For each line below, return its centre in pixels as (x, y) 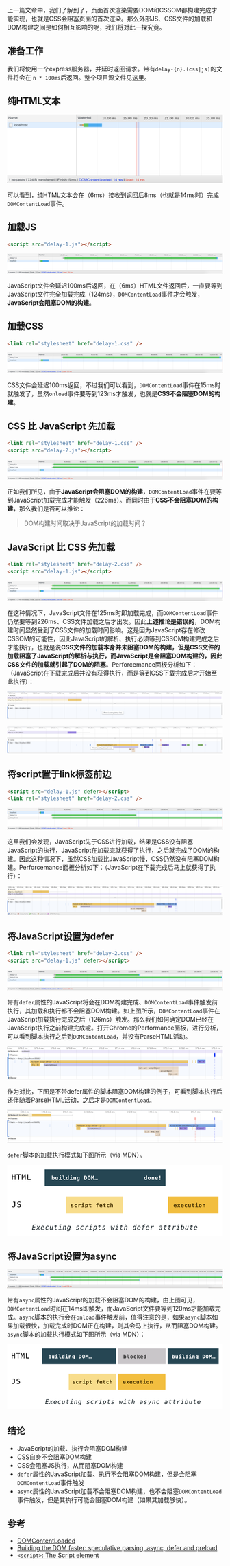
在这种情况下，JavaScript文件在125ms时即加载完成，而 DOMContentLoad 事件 (113, 613)
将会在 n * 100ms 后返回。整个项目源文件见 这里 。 (81, 77)
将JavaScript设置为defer (61, 936)
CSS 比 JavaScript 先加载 (61, 426)
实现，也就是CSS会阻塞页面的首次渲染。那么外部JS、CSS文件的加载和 (113, 19)
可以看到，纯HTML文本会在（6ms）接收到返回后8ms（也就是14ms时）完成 (113, 195)
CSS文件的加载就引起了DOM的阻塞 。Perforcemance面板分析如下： (102, 665)
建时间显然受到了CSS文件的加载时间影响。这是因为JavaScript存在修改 (106, 630)
